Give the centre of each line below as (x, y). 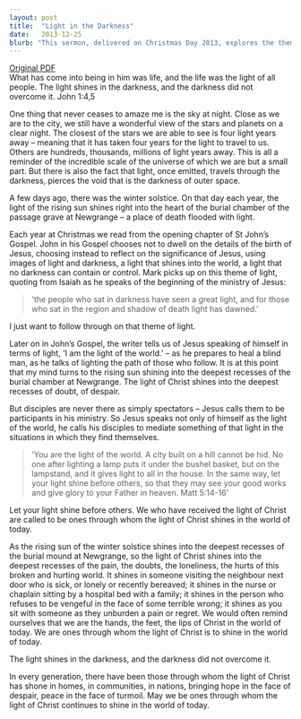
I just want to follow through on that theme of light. (103, 326)
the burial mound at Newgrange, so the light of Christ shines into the (136, 556)
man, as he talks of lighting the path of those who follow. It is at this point (144, 363)
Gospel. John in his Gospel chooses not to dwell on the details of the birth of (150, 244)
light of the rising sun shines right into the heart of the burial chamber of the (149, 208)
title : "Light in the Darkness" (72, 26)
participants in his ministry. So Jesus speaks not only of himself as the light (148, 419)
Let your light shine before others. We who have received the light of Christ (148, 510)
